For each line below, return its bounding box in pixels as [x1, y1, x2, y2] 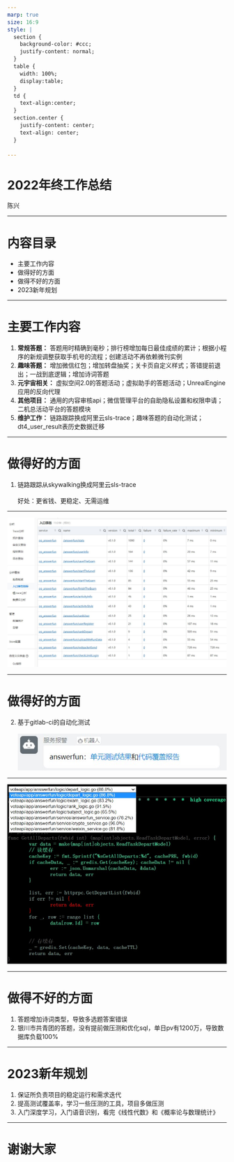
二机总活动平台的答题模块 [17, 405, 91, 414]
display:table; [19, 78, 64, 85]
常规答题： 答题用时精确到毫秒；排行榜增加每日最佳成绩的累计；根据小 [17, 344, 221, 352]
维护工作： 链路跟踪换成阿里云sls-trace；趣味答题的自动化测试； [17, 414, 204, 422]
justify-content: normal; [19, 48, 95, 55]
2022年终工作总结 [7, 177, 112, 193]
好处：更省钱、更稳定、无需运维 [17, 497, 109, 505]
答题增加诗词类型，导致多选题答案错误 [17, 1015, 127, 1023]
